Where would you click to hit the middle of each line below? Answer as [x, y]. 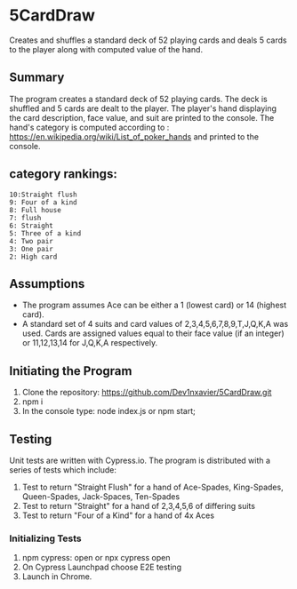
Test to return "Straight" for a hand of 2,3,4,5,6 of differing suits [139, 506]
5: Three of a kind [45, 233]
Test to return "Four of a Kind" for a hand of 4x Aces [118, 515]
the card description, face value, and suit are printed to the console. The [142, 117]
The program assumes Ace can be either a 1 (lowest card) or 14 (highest [154, 305]
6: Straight [31, 226]
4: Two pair [31, 241]
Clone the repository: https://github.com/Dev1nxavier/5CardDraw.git [147, 393]
